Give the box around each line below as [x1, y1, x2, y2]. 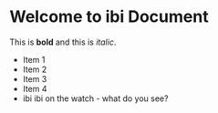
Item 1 [22, 54, 46, 65]
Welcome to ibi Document [9, 6, 209, 27]
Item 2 [22, 64, 47, 75]
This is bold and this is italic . [9, 36, 117, 47]
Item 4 [22, 83, 47, 94]
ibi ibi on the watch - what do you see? [22, 93, 169, 104]
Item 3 [22, 73, 47, 84]
